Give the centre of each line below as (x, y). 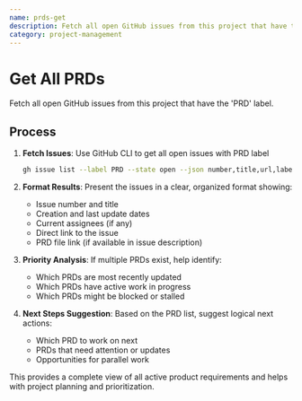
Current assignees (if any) (84, 223)
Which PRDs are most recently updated (109, 277)
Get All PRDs (57, 78)
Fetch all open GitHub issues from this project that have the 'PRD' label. (142, 103)
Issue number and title (77, 204)
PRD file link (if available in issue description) (119, 242)
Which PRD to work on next (86, 340)
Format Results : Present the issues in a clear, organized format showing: (157, 187)
